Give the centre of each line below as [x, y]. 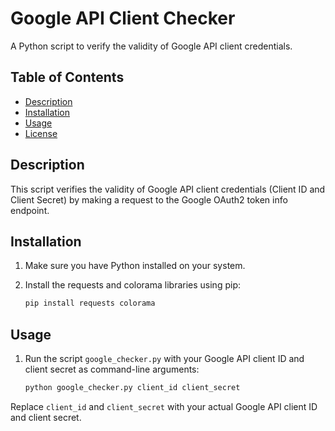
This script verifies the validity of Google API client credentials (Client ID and [168, 189]
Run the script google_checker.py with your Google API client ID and [164, 359]
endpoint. [30, 210]
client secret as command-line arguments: [112, 369]
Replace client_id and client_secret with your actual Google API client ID [164, 406]
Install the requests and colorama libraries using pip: [132, 285]
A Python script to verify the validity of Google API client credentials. [151, 46]
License [41, 133]
